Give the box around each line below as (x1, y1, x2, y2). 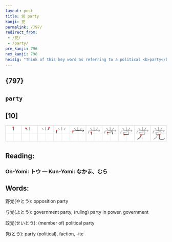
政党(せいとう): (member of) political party (5, 220, 95, 226)
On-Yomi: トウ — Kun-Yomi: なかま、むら (5, 168, 108, 175)
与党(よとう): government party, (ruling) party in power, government (5, 209, 149, 215)
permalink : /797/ (5, 25, 42, 30)
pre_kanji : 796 (5, 46, 38, 51)
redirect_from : (5, 30, 38, 35)
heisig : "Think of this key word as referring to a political (5, 57, 141, 62)
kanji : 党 (5, 19, 26, 24)
